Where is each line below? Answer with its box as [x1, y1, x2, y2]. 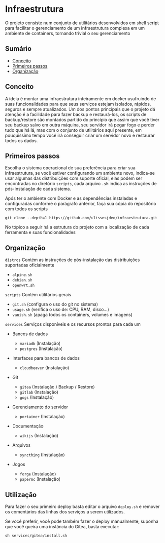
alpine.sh [12, 272, 33, 277]
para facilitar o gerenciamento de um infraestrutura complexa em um [5, 25, 145, 31]
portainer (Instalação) [19, 414, 65, 420]
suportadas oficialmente [5, 262, 55, 268]
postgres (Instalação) [19, 346, 63, 351]
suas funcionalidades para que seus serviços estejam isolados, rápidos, [5, 101, 151, 107]
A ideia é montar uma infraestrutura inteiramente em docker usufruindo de [5, 95, 156, 102]
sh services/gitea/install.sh [5, 533, 67, 538]
